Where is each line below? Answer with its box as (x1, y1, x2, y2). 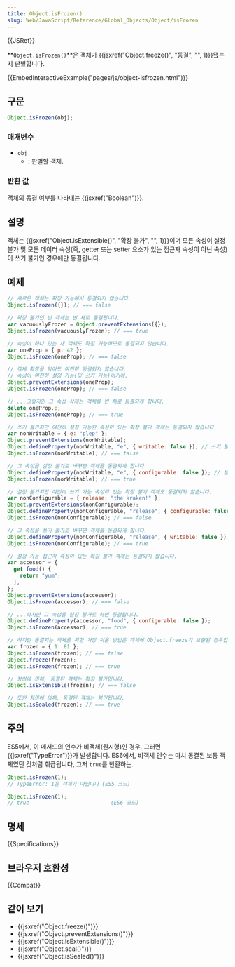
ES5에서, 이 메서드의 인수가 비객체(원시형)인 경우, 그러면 (7, 742, 161, 751)
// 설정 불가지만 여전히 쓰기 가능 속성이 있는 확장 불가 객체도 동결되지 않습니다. (7, 488, 213, 495)
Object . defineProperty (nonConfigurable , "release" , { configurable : (7, 508, 211, 515)
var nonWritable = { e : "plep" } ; (7, 430, 108, 437)
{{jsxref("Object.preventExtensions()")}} (17, 929, 134, 938)
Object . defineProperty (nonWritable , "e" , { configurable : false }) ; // (7, 469, 220, 476)
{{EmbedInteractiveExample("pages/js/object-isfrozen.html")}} (7, 73, 189, 81)
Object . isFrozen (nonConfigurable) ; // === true (7, 540, 149, 547)
